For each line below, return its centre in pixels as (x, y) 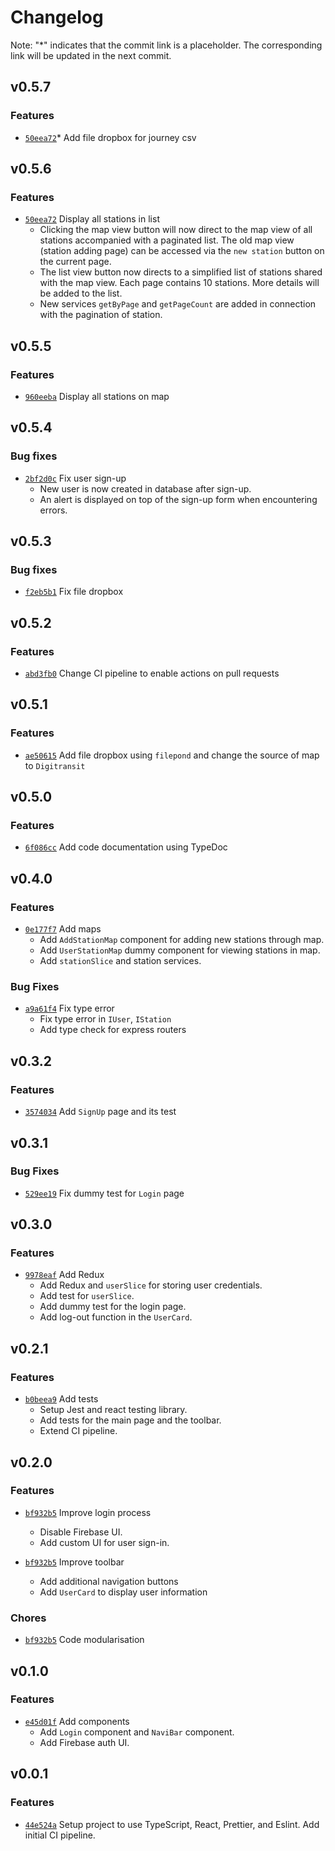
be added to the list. (81, 293)
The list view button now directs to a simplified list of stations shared (181, 272)
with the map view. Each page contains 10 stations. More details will (179, 283)
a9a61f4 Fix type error (69, 1008)
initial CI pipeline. (60, 1835)
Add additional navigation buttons (109, 1581)
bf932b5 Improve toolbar (74, 1562)
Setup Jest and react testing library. (113, 1410)
